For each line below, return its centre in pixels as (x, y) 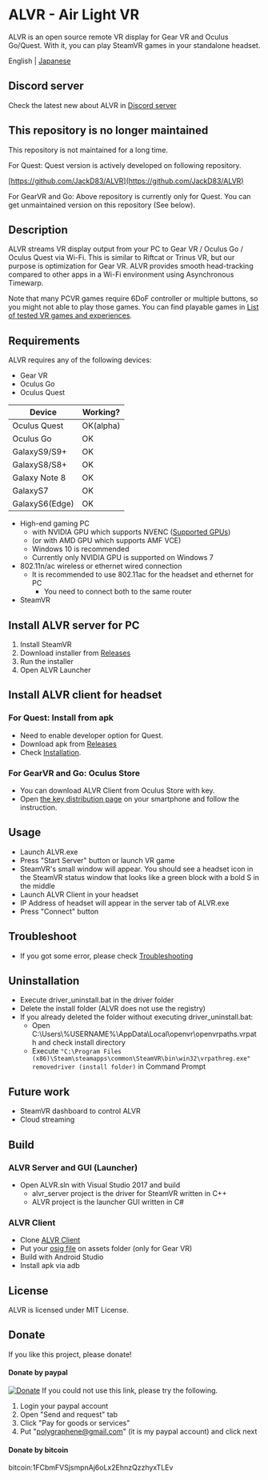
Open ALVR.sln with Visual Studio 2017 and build (100, 1185)
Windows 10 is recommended (80, 549)
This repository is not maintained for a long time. (88, 150)
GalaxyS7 (31, 491)
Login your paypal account (64, 1406)
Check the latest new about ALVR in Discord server (92, 105)
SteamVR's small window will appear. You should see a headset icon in (136, 869)
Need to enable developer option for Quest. (92, 735)
